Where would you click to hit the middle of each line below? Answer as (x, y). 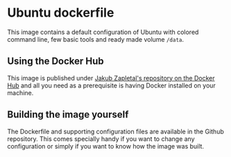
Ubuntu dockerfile (61, 13)
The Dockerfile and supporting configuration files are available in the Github (115, 131)
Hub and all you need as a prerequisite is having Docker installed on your (112, 85)
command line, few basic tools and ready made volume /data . (96, 39)
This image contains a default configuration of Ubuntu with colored (103, 32)
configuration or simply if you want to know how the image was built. (106, 146)
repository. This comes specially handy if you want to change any (101, 139)
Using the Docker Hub (55, 61)
